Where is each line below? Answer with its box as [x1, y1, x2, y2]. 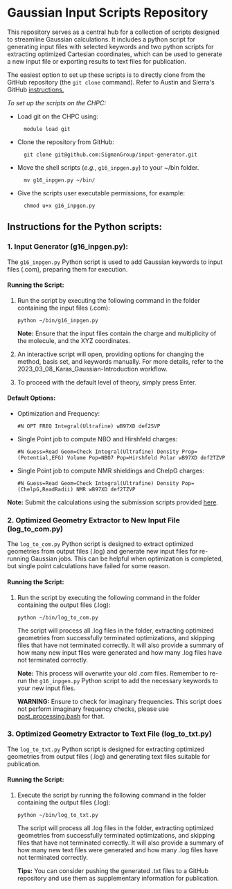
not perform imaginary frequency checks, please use [17, 705, 170, 713]
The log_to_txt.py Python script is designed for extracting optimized [7, 745, 205, 753]
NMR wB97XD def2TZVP [75, 486, 136, 493]
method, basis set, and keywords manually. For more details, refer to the [17, 357, 224, 365]
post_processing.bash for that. [17, 712, 105, 720]
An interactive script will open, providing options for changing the [17, 350, 204, 358]
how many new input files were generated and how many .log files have [17, 648, 222, 656]
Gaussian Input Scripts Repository [7, 5, 208, 21]
